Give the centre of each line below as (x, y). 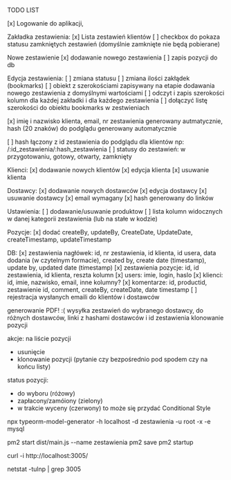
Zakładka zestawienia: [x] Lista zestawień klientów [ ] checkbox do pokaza (113, 37)
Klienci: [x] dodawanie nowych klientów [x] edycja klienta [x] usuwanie (108, 170)
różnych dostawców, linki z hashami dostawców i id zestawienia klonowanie (115, 318)
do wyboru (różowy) (46, 393)
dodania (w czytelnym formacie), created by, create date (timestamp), (107, 260)
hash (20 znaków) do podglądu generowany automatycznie (92, 128)
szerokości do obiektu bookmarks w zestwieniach (78, 108)
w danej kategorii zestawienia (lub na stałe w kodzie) (82, 219)
